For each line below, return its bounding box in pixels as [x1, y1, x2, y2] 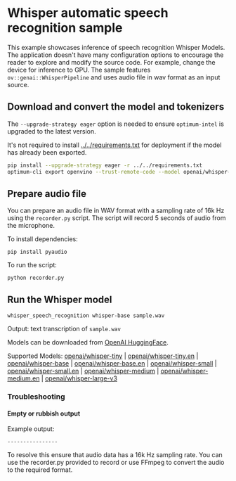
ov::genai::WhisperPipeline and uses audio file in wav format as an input [7, 72, 221, 82]
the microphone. [7, 222, 55, 230]
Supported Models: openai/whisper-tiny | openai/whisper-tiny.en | [7, 352, 199, 360]
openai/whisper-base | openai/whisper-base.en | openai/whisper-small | [7, 359, 217, 368]
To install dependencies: [7, 235, 79, 243]
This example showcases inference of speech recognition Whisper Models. [7, 43, 225, 51]
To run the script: [7, 261, 58, 269]
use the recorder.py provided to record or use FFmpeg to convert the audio [7, 458, 225, 467]
